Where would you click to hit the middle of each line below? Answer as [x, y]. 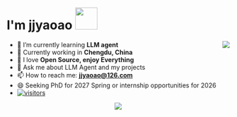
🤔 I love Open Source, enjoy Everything [75, 59]
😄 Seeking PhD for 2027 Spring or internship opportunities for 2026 [116, 85]
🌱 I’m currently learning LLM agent [68, 44]
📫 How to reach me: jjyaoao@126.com [75, 75]
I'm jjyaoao [40, 25]
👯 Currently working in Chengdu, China [75, 52]
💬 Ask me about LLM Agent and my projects [81, 67]
